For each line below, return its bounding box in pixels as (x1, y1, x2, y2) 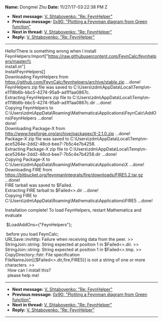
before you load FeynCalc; (6, 231, 59, 237)
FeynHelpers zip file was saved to (5, 85, 73, 90)
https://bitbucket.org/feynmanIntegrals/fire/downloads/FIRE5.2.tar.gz (5, 172, 143, 178)
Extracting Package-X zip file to (5, 146, 68, 152)
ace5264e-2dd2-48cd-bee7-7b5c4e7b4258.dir (5, 152, 101, 157)
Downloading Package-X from (5, 126, 65, 131)
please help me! (7, 272, 40, 278)
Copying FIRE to (5, 193, 37, 198)
